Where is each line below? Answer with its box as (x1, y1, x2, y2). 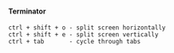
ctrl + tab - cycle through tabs (8, 38, 141, 46)
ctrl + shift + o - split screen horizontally (8, 24, 166, 32)
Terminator (8, 6, 46, 16)
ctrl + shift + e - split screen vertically (8, 31, 159, 39)
